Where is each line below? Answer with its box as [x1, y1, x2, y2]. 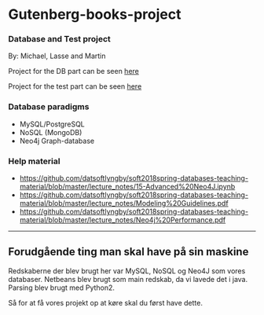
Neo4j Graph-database [19, 136, 95, 145]
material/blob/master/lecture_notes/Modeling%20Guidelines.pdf [19, 199, 229, 208]
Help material [8, 156, 60, 167]
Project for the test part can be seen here [8, 82, 142, 91]
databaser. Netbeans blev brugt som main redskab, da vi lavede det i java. [8, 274, 248, 284]
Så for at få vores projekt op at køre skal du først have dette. [8, 298, 203, 307]
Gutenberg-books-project [8, 5, 181, 24]
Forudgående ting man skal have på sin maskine [8, 245, 249, 258]
